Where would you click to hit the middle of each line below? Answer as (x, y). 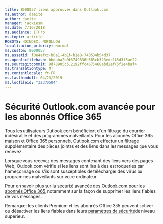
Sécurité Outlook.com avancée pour (80, 106)
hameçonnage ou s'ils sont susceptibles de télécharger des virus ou (74, 171)
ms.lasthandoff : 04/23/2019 (34, 78)
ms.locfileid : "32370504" (31, 82)
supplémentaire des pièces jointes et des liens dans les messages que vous (81, 146)
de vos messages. (23, 196)
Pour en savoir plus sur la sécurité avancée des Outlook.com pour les (75, 186)
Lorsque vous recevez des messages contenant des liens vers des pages (79, 161)
